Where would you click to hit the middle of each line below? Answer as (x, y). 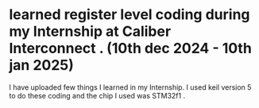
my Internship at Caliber (90, 31)
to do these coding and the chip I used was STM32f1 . (97, 95)
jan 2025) (42, 66)
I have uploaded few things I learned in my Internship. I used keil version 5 (130, 87)
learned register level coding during (129, 15)
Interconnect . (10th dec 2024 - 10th (131, 48)
